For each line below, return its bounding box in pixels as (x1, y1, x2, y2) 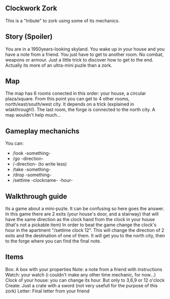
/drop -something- (12, 172, 52, 178)
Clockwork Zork (5, 4, 57, 13)
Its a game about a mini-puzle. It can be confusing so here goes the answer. (5, 206, 164, 212)
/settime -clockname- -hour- (12, 177, 73, 183)
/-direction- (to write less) (12, 161, 67, 167)
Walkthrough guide (5, 192, 67, 201)
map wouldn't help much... (5, 112, 61, 118)
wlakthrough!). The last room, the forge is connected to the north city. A (5, 106, 156, 113)
